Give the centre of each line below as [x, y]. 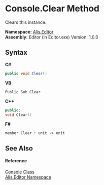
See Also [19, 148]
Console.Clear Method [52, 9]
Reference [16, 161]
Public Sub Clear [23, 92]
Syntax [16, 53]
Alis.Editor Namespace [28, 177]
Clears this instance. [26, 22]
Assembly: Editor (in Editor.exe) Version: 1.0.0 [52, 37]
